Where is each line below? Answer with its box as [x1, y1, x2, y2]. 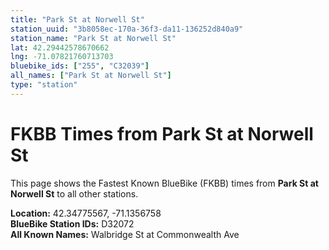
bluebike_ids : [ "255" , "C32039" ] [10, 61, 150, 71]
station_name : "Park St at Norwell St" [10, 33, 177, 43]
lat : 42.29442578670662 [10, 42, 110, 53]
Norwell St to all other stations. [10, 187, 139, 200]
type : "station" [10, 80, 78, 90]
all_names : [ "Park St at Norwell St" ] [10, 71, 172, 81]
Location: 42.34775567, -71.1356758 [10, 207, 162, 219]
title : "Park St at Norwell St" [10, 14, 145, 25]
